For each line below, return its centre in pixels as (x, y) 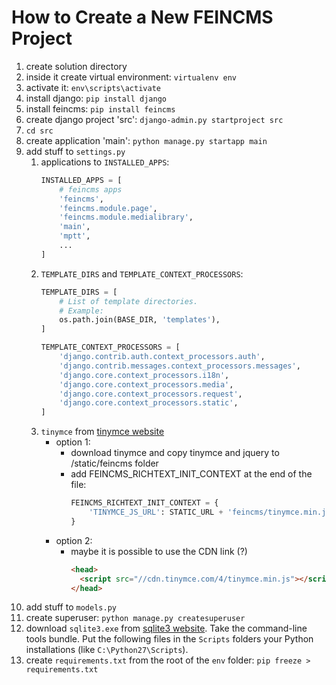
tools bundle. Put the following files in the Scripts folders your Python (169, 639)
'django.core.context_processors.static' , (149, 403)
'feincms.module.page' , (108, 208)
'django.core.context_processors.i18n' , (144, 375)
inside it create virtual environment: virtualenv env (131, 77)
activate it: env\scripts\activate (93, 87)
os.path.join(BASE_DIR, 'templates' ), (140, 320)
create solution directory (76, 66)
